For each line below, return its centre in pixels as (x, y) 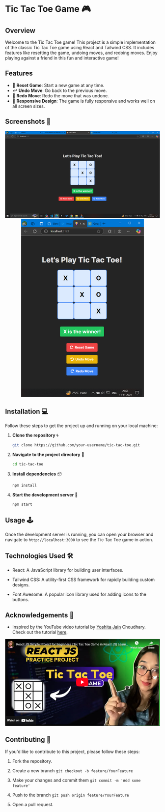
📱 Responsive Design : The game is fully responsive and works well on (84, 101)
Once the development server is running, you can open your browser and (79, 535)
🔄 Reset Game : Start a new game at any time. (58, 85)
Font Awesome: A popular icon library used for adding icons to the (79, 594)
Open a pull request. (33, 804)
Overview (20, 30)
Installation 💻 (27, 411)
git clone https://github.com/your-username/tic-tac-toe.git (76, 445)
